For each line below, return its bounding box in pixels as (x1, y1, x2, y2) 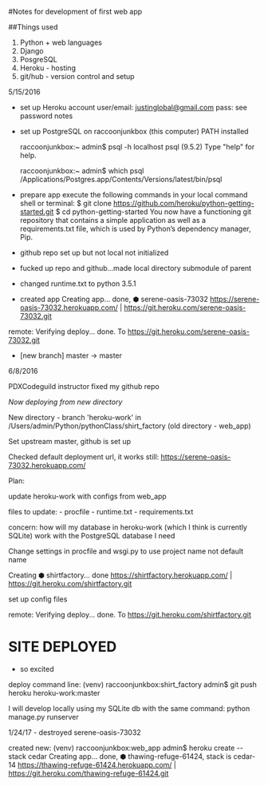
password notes (19, 111, 73, 121)
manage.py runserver (8, 712, 80, 721)
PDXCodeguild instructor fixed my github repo (8, 382, 160, 391)
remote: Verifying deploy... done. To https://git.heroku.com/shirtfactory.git (8, 610, 251, 619)
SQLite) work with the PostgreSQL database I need (8, 531, 175, 540)
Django (19, 46, 44, 55)
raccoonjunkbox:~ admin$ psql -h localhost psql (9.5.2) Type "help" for (19, 142, 255, 151)
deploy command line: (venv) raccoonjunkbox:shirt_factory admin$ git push (8, 679, 258, 689)
